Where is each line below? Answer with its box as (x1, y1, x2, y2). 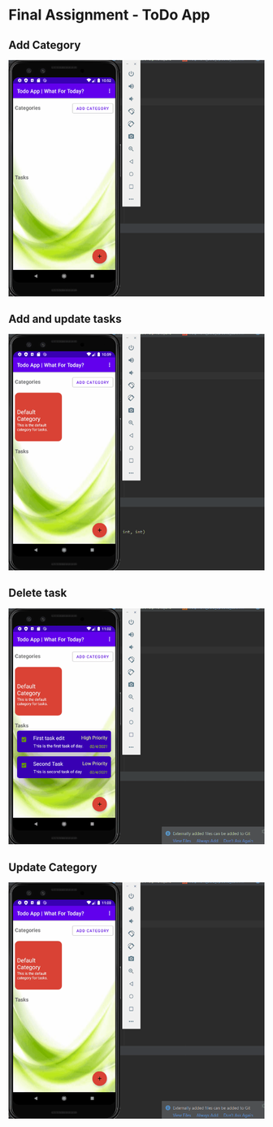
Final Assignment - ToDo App (8, 6, 210, 24)
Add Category (8, 38, 81, 52)
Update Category (8, 860, 97, 874)
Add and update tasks (8, 311, 122, 326)
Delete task (8, 586, 67, 600)
